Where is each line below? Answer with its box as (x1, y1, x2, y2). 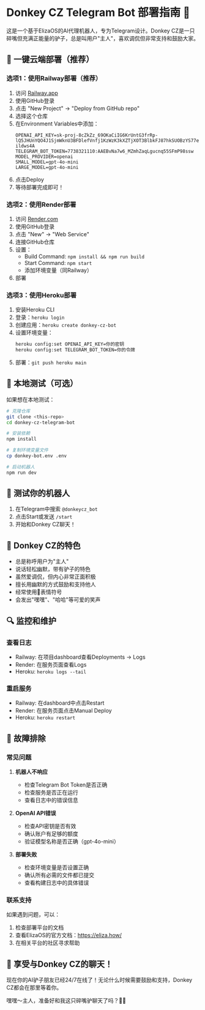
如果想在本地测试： (6, 395, 55, 403)
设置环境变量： (15, 329, 53, 337)
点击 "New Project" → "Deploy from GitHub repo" (15, 105, 140, 112)
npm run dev (6, 469, 37, 476)
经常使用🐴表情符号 (15, 588, 62, 596)
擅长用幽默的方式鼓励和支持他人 (15, 581, 96, 588)
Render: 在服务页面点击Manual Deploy (15, 707, 112, 714)
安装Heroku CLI (15, 306, 55, 313)
